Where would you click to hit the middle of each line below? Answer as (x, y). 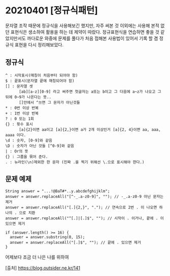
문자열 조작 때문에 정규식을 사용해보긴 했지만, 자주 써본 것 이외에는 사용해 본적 (82, 26)
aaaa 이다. (16, 135)
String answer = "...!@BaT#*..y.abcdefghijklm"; (58, 191)
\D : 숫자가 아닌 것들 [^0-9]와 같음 (40, 146)
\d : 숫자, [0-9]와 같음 (29, 140)
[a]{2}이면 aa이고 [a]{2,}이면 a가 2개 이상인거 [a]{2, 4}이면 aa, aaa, (90, 130)
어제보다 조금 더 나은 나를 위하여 (37, 257)
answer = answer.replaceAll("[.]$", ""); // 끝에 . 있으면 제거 (75, 242)
